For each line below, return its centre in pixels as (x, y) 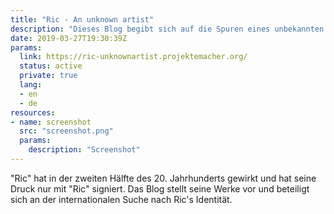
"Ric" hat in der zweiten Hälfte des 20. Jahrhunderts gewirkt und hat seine (163, 178)
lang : (31, 85)
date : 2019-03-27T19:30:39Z (69, 38)
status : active (51, 66)
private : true (48, 76)
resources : (33, 112)
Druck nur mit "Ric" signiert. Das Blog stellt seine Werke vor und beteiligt (160, 188)
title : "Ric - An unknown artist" (82, 19)
